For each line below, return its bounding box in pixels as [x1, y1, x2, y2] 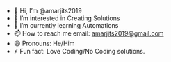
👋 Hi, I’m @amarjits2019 [13, 7, 82, 15]
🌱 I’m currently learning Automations [13, 22, 119, 29]
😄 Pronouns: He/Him [13, 39, 75, 47]
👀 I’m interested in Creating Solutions [13, 14, 120, 22]
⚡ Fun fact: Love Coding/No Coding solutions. [13, 47, 145, 55]
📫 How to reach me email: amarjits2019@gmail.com [13, 29, 164, 38]
